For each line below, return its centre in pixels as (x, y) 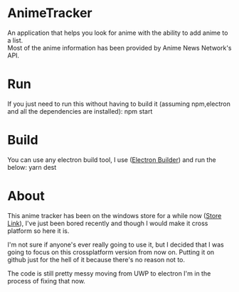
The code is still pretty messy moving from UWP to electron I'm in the (109, 273)
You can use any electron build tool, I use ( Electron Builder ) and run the (112, 159)
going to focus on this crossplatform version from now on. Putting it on (111, 252)
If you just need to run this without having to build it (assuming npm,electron (119, 104)
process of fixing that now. (46, 281)
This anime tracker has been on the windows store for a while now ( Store (115, 215)
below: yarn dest (32, 167)
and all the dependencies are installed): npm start (80, 111)
